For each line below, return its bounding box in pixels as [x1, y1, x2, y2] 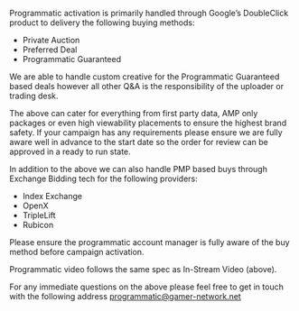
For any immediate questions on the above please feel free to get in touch [9, 281, 285, 292]
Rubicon [22, 220, 54, 230]
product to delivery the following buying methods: [9, 17, 195, 28]
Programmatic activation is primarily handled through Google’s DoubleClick [9, 8, 289, 18]
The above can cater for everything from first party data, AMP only [9, 108, 258, 118]
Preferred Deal [22, 44, 78, 55]
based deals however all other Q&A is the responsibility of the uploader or [9, 81, 285, 91]
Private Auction [22, 35, 80, 45]
